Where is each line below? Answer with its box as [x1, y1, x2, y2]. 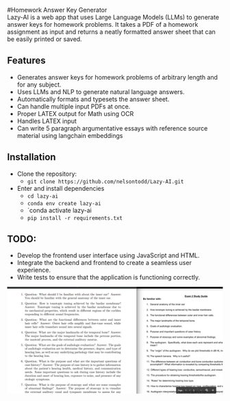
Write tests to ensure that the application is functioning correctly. [16, 273, 201, 282]
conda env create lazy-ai [27, 200, 101, 207]
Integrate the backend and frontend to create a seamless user [16, 259, 192, 267]
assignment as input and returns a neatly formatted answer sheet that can [7, 27, 216, 36]
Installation [7, 151, 56, 163]
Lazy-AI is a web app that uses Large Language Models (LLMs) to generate [7, 13, 220, 21]
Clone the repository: [16, 170, 77, 178]
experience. [16, 266, 51, 274]
